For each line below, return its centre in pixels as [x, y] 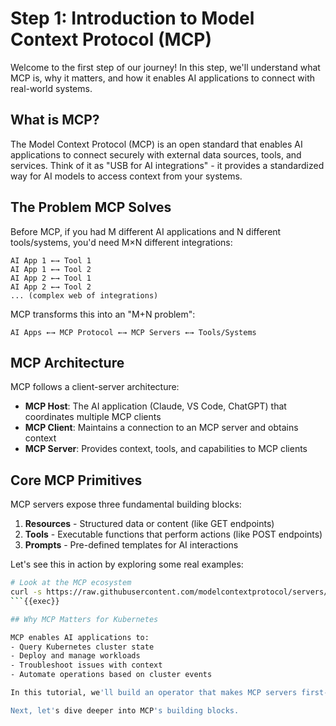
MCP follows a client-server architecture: [95, 387]
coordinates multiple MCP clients [93, 417]
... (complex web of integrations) [84, 295]
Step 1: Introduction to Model [132, 18]
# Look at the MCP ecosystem [71, 583]
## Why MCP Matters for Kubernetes [84, 619]
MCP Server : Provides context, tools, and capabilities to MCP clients [166, 449]
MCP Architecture [67, 362]
